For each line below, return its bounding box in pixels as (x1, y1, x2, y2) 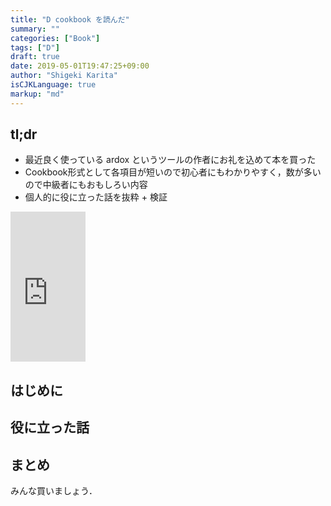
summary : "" (10, 24, 60, 34)
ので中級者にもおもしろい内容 (24, 179, 148, 191)
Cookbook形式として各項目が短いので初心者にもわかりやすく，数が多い (24, 166, 322, 178)
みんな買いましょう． (10, 485, 98, 497)
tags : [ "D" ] (10, 42, 60, 53)
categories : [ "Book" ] (10, 33, 101, 43)
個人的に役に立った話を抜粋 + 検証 (24, 191, 168, 203)
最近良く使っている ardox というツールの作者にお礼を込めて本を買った (24, 154, 317, 166)
